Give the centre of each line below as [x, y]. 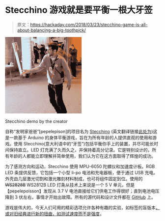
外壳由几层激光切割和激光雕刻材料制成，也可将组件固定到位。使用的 [74, 179]
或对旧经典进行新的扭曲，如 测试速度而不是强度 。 [55, 214]
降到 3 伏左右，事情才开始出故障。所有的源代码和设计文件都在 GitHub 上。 [81, 197]
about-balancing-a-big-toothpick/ [51, 30]
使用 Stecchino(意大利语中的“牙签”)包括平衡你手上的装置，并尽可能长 [84, 143]
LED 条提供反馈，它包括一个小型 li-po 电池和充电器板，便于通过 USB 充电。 [82, 172]
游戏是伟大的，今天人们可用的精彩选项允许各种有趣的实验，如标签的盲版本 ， [82, 207]
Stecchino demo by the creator [36, 121]
